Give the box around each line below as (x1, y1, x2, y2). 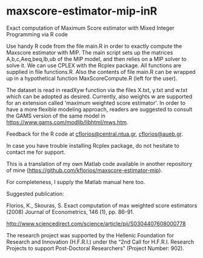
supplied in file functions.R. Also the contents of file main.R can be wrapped (6, 68, 196, 75)
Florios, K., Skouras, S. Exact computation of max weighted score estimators (6, 202, 198, 209)
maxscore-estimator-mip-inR (6, 4, 158, 18)
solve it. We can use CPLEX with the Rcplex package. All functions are (6, 62, 182, 69)
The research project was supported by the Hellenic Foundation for (6, 231, 175, 239)
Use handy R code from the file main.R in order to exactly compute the (6, 42, 182, 50)
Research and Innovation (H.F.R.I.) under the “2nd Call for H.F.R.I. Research (6, 238, 195, 245)
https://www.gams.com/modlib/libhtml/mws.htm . (6, 118, 128, 125)
